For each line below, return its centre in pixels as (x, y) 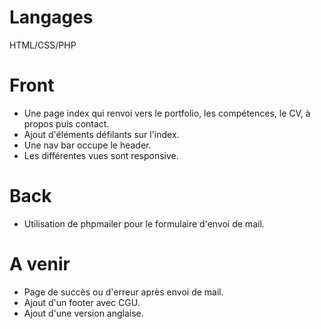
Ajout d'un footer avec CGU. (82, 302)
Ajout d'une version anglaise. (83, 313)
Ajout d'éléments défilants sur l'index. (101, 134)
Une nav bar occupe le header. (87, 145)
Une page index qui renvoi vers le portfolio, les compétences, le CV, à (167, 113)
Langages (51, 17)
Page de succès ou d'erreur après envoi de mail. (123, 292)
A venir (40, 264)
